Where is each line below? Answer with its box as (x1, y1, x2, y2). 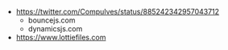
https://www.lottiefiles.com (15, 32, 106, 42)
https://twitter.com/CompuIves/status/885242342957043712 (15, 7, 220, 16)
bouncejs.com (27, 15, 76, 25)
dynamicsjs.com (27, 24, 83, 33)
